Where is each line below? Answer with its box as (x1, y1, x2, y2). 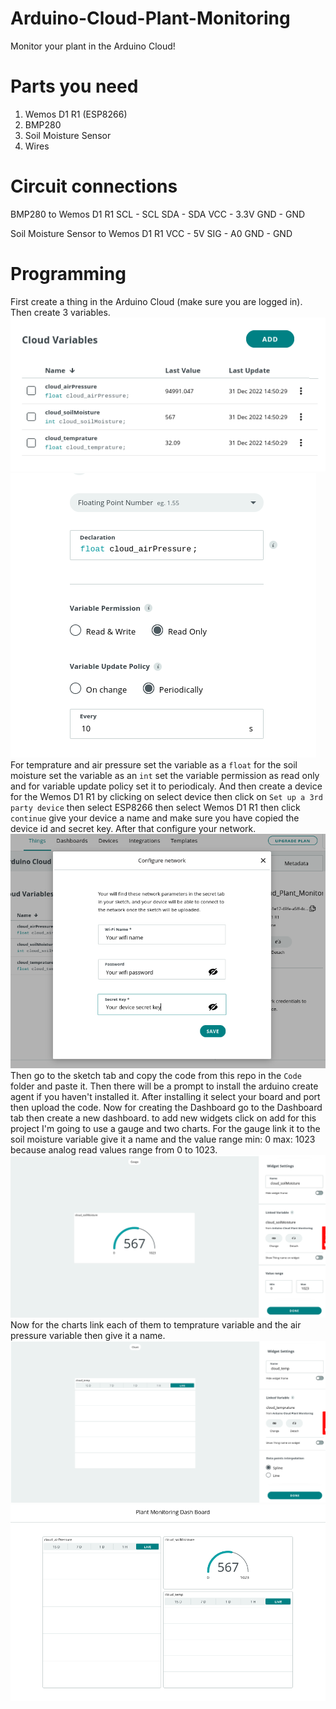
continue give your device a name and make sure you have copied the (10, 812, 300, 824)
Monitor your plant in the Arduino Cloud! (10, 40, 176, 52)
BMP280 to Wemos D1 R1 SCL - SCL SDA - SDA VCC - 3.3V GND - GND (10, 208, 306, 220)
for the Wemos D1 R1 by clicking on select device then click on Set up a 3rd (10, 790, 323, 802)
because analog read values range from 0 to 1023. (10, 1144, 218, 1156)
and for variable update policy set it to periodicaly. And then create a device (10, 780, 323, 792)
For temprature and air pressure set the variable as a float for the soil (10, 758, 298, 771)
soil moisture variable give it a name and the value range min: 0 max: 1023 (10, 1133, 316, 1146)
